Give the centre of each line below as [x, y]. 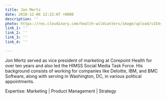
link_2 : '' [16, 33]
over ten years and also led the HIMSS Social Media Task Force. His [74, 65]
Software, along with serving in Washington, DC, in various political [73, 76]
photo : [12, 24]
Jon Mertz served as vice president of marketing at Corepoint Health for [79, 60]
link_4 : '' [16, 42]
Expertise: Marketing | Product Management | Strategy [61, 91]
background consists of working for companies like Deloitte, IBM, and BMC [82, 71]
